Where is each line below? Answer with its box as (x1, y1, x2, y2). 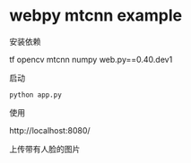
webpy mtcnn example (9, 5, 182, 26)
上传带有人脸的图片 (9, 143, 81, 154)
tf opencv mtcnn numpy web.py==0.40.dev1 (9, 54, 173, 64)
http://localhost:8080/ (9, 124, 91, 135)
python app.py (9, 90, 63, 99)
